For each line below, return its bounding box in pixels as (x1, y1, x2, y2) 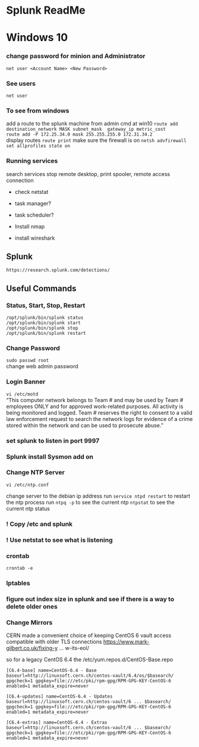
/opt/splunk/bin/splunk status (6, 315, 84, 321)
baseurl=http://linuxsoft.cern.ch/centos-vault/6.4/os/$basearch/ (6, 673, 174, 679)
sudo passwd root (6, 357, 49, 363)
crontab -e (6, 565, 33, 571)
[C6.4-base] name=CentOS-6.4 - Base (6, 667, 97, 674)
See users (6, 79, 36, 87)
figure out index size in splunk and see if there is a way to (6, 595, 175, 603)
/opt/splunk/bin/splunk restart (6, 331, 86, 337)
